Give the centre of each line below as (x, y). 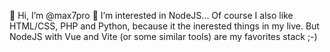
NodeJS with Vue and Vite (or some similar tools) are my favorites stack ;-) (163, 36)
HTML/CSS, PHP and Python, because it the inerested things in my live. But (164, 26)
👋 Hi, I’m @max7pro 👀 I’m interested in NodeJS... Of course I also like (151, 15)
